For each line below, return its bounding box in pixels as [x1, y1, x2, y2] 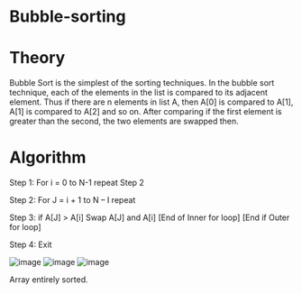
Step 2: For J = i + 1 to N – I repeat [9, 195, 136, 206]
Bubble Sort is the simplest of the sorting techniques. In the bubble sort [9, 78, 275, 88]
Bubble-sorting [9, 6, 126, 27]
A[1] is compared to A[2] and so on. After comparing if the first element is [9, 106, 282, 117]
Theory [9, 48, 66, 69]
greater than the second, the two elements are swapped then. [9, 115, 239, 127]
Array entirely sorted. [9, 274, 88, 285]
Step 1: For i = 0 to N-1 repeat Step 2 [9, 178, 144, 188]
